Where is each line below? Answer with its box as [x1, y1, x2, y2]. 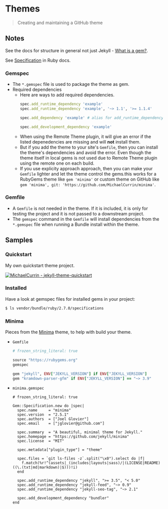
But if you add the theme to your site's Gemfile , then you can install [19, 144, 158, 150]
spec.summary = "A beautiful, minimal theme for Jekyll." [17, 430, 143, 435]
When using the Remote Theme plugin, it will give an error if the [19, 134, 151, 140]
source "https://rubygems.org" [12, 357, 78, 362]
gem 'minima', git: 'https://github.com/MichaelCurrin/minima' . [19, 181, 156, 187]
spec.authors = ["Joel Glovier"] [17, 417, 89, 422]
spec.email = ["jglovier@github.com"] [17, 421, 105, 426]
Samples [5, 236, 33, 244]
